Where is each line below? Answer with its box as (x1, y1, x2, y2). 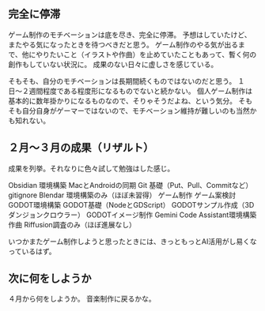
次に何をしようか (8, 272, 92, 286)
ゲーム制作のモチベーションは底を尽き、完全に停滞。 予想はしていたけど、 (8, 30, 252, 39)
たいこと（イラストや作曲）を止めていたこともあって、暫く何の (49, 50, 257, 59)
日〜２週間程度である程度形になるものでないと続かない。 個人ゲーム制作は (8, 86, 253, 96)
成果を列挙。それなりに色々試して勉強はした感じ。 (8, 163, 175, 173)
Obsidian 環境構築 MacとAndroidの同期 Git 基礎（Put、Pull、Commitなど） (8, 180, 253, 189)
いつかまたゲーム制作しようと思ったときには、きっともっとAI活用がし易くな (8, 236, 257, 246)
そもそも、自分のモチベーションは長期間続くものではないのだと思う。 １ (8, 76, 245, 85)
